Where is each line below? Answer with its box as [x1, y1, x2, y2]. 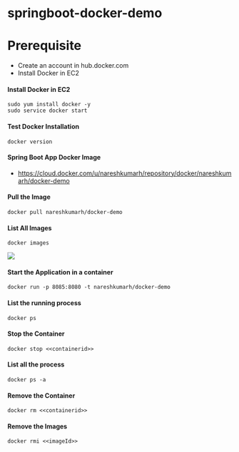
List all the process [7, 360, 65, 369]
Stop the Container [7, 329, 65, 338]
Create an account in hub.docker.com [17, 61, 129, 70]
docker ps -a [7, 376, 46, 383]
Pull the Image [7, 192, 51, 201]
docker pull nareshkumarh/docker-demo [7, 208, 123, 215]
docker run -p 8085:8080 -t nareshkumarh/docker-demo [7, 284, 171, 291]
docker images [7, 240, 50, 247]
